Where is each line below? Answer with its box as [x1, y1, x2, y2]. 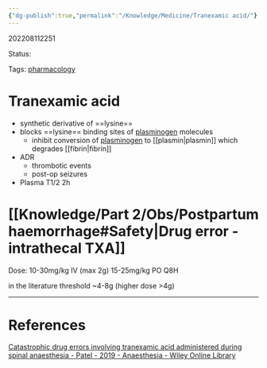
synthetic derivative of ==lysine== [19, 118, 133, 128]
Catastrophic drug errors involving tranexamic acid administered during [8, 343, 242, 352]
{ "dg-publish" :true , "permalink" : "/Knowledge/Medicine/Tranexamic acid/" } [8, 11, 258, 20]
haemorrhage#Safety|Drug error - [8, 222, 239, 240]
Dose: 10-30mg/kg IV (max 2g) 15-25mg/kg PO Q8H [8, 265, 179, 275]
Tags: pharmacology [8, 64, 75, 74]
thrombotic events [31, 161, 91, 170]
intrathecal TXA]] [8, 239, 126, 257]
